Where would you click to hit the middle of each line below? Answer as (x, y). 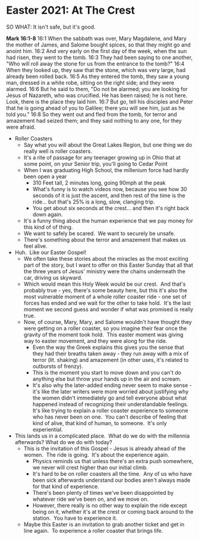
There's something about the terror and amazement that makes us (105, 239)
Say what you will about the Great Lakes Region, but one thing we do (108, 145)
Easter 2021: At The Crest (71, 10)
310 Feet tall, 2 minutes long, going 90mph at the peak (99, 183)
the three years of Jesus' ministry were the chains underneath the (105, 271)
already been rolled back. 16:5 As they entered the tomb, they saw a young (98, 76)
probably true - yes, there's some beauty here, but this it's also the (105, 290)
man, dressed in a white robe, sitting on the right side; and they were (90, 82)
